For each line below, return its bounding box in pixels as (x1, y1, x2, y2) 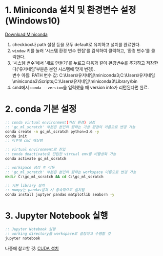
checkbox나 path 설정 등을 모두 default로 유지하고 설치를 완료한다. (12, 41, 141, 47)
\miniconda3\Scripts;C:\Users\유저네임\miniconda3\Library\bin (12, 78, 138, 84)
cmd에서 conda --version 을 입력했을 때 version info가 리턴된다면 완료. (12, 84, 149, 90)
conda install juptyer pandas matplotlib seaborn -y (5, 192, 115, 197)
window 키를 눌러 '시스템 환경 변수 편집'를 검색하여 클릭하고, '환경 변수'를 (12, 48, 150, 53)
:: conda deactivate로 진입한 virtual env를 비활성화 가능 (5, 152, 116, 157)
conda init (5, 133, 27, 139)
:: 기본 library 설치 (5, 183, 45, 188)
